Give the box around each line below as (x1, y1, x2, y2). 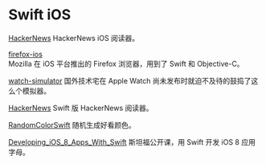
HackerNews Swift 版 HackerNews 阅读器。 (8, 103, 154, 113)
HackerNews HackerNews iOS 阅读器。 (8, 33, 140, 43)
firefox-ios (8, 49, 43, 59)
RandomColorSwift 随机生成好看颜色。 (8, 120, 137, 129)
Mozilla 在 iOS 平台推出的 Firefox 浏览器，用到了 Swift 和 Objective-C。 (8, 59, 244, 68)
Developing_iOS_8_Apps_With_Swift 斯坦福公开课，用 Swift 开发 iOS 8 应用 (8, 137, 256, 146)
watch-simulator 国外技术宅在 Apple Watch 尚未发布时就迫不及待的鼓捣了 (8, 76, 252, 85)
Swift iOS (8, 6, 72, 24)
